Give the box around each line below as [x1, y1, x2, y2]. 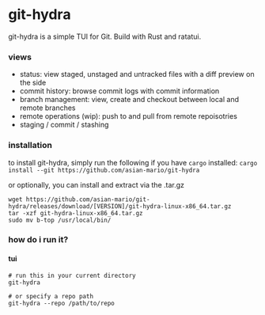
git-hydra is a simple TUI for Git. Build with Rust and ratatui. [8, 32, 202, 41]
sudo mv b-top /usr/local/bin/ [8, 216, 112, 224]
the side [19, 78, 47, 88]
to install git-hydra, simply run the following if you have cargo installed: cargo [8, 157, 258, 167]
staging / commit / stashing [19, 120, 109, 130]
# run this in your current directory [8, 271, 136, 279]
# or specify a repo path [8, 292, 93, 300]
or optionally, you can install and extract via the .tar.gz [8, 180, 184, 189]
